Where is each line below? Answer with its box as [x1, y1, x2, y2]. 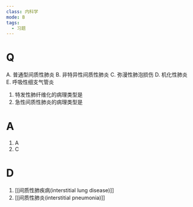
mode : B [6, 14, 26, 20]
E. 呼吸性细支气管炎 [6, 78, 55, 86]
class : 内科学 [6, 8, 39, 15]
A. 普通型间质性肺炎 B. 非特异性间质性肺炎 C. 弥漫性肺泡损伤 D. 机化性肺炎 [6, 71, 188, 78]
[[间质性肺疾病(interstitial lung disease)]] [14, 187, 115, 194]
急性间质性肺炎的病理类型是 [14, 98, 83, 106]
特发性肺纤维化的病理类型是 [14, 91, 83, 98]
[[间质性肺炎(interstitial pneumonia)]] [14, 194, 105, 202]
